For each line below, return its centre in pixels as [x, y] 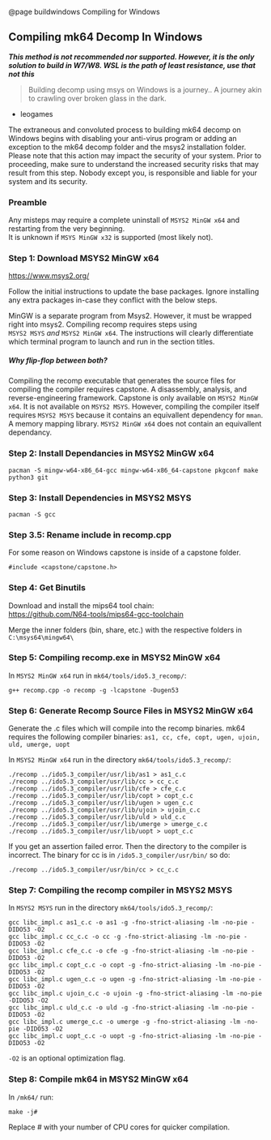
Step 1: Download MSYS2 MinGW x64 [84, 259]
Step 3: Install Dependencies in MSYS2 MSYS [100, 498]
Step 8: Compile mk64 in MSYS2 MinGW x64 [98, 1079]
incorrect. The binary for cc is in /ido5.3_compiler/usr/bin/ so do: [119, 855]
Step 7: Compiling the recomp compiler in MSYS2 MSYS [121, 890]
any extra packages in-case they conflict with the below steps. [113, 300]
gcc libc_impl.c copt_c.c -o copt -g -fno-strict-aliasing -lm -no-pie [131, 965]
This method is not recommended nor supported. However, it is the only [131, 57]
